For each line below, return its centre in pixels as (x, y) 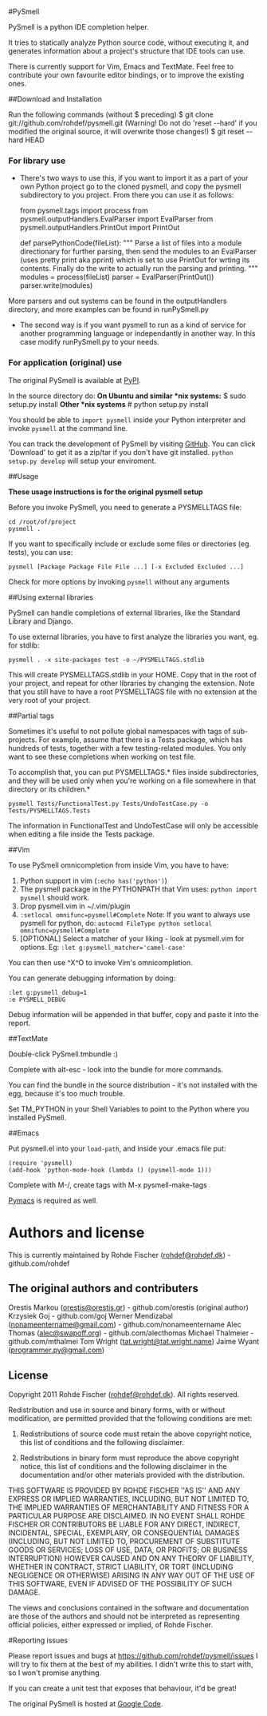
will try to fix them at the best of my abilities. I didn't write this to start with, (131, 1664)
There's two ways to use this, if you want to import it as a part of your (134, 178)
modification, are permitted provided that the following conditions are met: (130, 1419)
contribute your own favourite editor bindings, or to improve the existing (126, 75)
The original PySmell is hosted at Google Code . (86, 1704)
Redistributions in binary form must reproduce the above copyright (129, 1458)
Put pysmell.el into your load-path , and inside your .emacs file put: (117, 1148)
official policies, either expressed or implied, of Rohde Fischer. (111, 1625)
